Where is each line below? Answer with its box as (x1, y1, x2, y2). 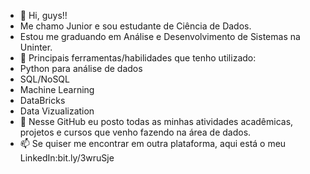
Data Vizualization (19, 105, 95, 117)
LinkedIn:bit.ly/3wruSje (19, 152, 115, 164)
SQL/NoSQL (19, 73, 70, 85)
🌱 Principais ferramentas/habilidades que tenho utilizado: (19, 52, 257, 64)
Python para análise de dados (19, 63, 143, 74)
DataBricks (19, 95, 66, 106)
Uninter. (19, 41, 53, 53)
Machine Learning (19, 84, 95, 95)
